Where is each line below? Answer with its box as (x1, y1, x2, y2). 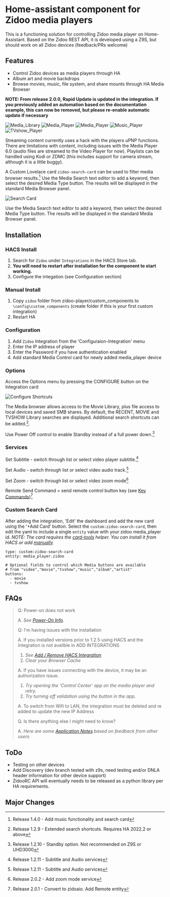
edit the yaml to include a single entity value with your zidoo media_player (5, 528, 161, 534)
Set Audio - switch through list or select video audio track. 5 (5, 466, 129, 473)
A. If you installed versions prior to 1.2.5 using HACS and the (17, 637, 143, 643)
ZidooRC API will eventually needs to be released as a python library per (12, 778, 163, 784)
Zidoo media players (5, 14, 93, 26)
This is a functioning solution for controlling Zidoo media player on (5, 31, 144, 37)
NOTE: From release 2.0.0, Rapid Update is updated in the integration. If (5, 96, 158, 102)
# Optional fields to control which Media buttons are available (5, 562, 146, 567)
